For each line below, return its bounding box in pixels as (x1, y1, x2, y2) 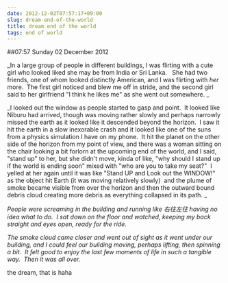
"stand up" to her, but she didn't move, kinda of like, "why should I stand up (7, 155, 220, 163)
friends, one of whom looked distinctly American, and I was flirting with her (7, 76, 219, 84)
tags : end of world (7, 29, 63, 36)
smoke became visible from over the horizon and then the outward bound (7, 184, 215, 192)
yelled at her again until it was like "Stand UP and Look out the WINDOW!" (7, 169, 216, 177)
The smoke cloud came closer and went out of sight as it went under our (7, 234, 213, 242)
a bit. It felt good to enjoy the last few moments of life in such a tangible (7, 248, 212, 256)
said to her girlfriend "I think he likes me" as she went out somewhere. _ (7, 90, 210, 99)
